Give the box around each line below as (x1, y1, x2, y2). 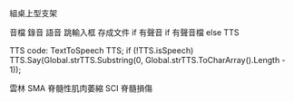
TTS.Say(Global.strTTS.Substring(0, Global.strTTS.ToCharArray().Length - (9, 55, 286, 65)
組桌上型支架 (9, 8, 57, 18)
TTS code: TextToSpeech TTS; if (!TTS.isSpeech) (9, 45, 194, 56)
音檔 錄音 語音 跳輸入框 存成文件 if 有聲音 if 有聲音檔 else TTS (9, 27, 240, 38)
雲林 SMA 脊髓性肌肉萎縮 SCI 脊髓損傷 (9, 83, 153, 93)
